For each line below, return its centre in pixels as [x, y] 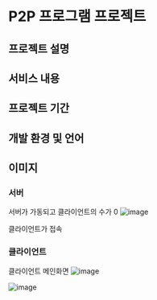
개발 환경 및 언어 [46, 138]
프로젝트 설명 [39, 49]
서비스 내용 [34, 78]
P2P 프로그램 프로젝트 [77, 16]
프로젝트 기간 [39, 108]
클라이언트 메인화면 [39, 271]
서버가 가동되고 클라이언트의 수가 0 [63, 212]
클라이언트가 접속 [35, 229]
